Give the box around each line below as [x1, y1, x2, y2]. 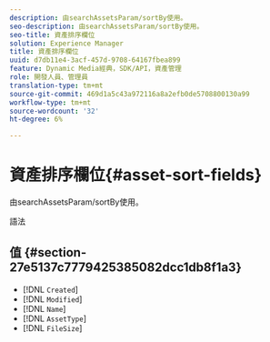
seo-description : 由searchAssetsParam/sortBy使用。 [9, 22, 205, 31]
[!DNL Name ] [22, 303, 66, 314]
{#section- [24, 245, 87, 260]
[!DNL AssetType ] [22, 313, 86, 324]
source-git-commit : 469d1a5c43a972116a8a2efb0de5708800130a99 [9, 89, 250, 98]
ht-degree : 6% [9, 115, 64, 124]
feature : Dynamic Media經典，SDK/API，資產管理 [9, 65, 182, 74]
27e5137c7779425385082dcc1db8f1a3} [9, 260, 243, 276]
